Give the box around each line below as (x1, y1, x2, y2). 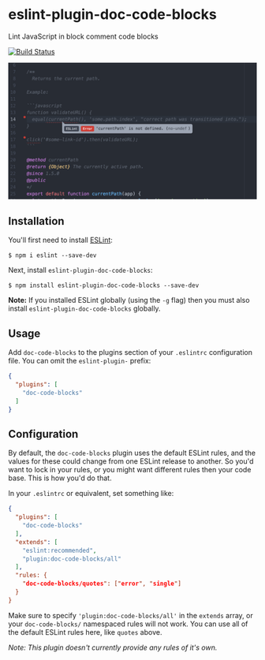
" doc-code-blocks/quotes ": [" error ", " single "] (22, 580, 181, 588)
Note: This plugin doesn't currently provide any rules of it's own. (8, 643, 218, 652)
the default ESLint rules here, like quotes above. (8, 627, 162, 636)
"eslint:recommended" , (22, 546, 97, 554)
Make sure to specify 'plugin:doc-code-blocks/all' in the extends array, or (8, 610, 254, 620)
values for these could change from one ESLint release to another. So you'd (8, 457, 254, 466)
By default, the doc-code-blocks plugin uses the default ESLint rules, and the (8, 448, 256, 458)
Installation (8, 214, 65, 228)
